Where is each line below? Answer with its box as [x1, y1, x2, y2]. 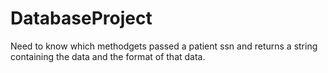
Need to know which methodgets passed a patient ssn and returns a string [10, 40, 318, 52]
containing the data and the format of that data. [10, 50, 206, 62]
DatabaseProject [10, 7, 153, 30]
